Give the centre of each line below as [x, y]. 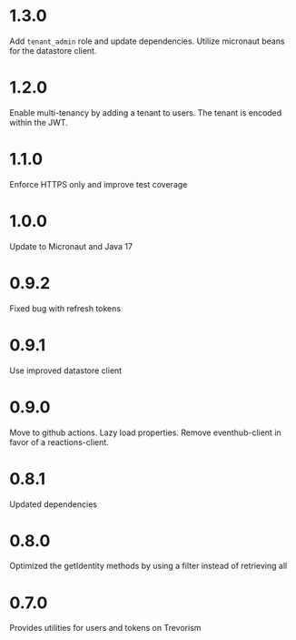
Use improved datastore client [66, 371]
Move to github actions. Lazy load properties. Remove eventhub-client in [145, 432]
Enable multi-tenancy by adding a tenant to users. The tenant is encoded [146, 112]
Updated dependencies [54, 504]
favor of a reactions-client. [59, 442]
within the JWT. [39, 122]
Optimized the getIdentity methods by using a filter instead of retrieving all [148, 566]
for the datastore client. [53, 50]
